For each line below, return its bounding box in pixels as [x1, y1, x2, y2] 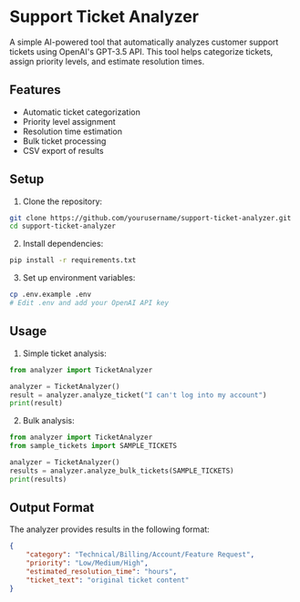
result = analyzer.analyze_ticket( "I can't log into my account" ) [9, 390, 267, 400]
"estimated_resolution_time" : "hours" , [26, 567, 178, 576]
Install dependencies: [22, 239, 104, 250]
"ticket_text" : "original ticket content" [26, 576, 190, 585]
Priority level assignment [22, 116, 116, 127]
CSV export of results [22, 145, 104, 156]
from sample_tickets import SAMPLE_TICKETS [9, 442, 178, 451]
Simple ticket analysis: [22, 348, 108, 359]
